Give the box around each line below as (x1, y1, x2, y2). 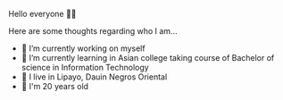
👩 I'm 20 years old (21, 81, 89, 91)
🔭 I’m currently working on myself (21, 43, 146, 54)
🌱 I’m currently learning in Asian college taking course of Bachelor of (21, 53, 275, 62)
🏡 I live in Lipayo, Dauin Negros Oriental (21, 71, 168, 82)
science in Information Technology (21, 62, 149, 72)
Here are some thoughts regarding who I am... (8, 26, 178, 36)
